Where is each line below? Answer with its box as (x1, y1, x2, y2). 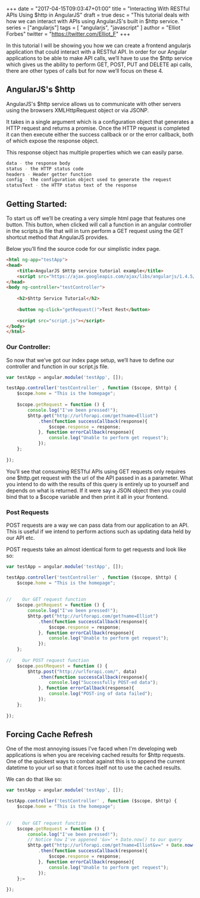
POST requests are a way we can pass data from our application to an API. (6, 521, 189, 529)
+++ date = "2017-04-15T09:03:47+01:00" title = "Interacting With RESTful (6, 5, 190, 12)
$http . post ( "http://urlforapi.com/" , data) (27, 669, 137, 675)
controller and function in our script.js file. (6, 363, 109, 370)
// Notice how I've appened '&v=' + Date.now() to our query (27, 837, 183, 843)
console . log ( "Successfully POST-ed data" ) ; (48, 679, 159, 686)
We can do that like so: (6, 776, 62, 783)
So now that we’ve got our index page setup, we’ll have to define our (6, 356, 174, 363)
